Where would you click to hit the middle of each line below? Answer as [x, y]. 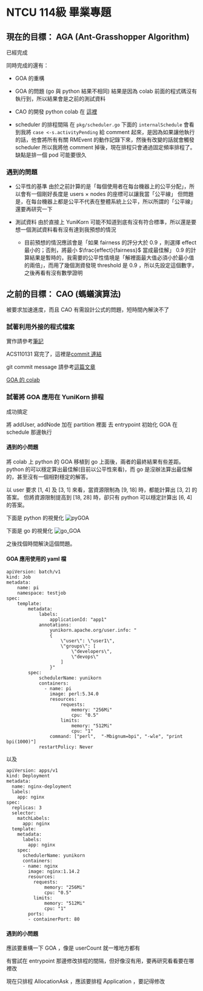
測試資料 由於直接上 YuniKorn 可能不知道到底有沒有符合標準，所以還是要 [106, 222]
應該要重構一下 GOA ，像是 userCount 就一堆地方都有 [73, 948]
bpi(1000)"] [21, 742]
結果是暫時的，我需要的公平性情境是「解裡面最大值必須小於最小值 [112, 258]
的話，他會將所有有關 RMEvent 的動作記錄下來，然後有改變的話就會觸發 [105, 140]
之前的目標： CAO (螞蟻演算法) [64, 294]
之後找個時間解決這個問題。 [41, 543]
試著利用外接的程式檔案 [40, 327]
